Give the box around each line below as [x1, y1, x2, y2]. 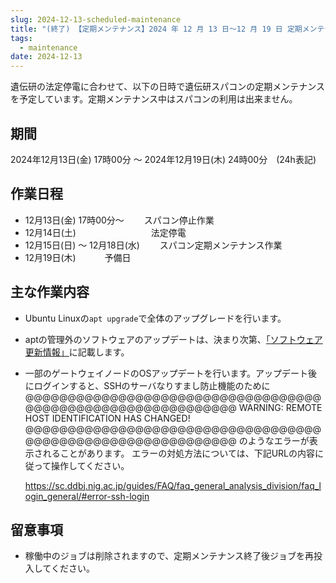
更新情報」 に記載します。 [24, 346, 130, 358]
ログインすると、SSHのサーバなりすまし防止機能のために [33, 379, 271, 391]
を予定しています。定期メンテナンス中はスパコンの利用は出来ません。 [10, 93, 298, 105]
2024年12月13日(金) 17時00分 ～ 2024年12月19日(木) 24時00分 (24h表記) [10, 153, 317, 165]
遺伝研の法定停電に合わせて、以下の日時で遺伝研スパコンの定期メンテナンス [10, 81, 326, 93]
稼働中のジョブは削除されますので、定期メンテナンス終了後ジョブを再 [24, 550, 314, 562]
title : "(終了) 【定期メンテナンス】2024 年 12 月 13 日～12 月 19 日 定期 [10, 24, 303, 34]
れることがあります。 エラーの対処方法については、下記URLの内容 [42, 447, 315, 459]
